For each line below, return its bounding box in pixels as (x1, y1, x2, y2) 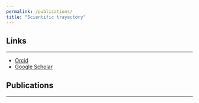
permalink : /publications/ (6, 8, 73, 15)
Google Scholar (14, 63, 53, 71)
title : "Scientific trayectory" (6, 14, 86, 20)
